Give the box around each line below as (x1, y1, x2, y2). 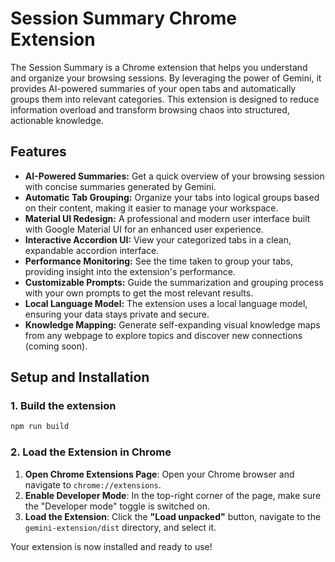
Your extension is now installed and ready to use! (10, 540, 213, 552)
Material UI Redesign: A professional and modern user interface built (24, 212, 311, 224)
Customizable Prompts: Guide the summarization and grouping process (24, 276, 324, 288)
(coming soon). (24, 340, 88, 352)
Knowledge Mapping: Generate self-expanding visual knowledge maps (24, 318, 321, 331)
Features (10, 143, 67, 161)
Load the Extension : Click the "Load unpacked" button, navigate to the (24, 510, 322, 522)
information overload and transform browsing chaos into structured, (10, 103, 290, 116)
